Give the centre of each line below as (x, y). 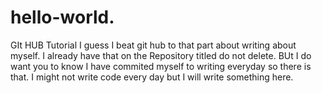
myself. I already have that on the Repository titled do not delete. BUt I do (161, 55)
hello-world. (62, 17)
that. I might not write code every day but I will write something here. (152, 77)
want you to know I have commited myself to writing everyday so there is (161, 66)
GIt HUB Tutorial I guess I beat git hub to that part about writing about (153, 45)
